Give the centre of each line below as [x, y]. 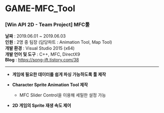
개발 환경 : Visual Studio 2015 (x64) [40, 48]
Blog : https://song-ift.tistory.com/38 [42, 60]
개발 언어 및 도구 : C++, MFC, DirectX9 [43, 55]
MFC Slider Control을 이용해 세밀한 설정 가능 [63, 95]
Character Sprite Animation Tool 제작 [50, 85]
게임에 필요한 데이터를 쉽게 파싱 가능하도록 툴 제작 [59, 75]
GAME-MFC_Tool [40, 9]
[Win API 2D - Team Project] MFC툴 [48, 25]
